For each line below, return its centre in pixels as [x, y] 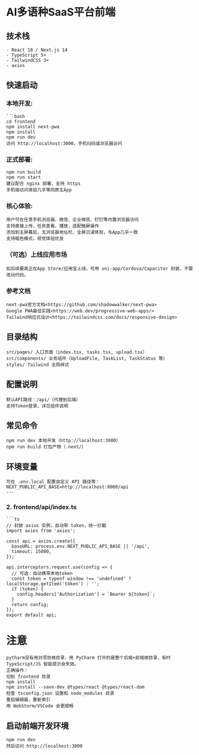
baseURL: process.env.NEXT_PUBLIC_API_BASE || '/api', [81, 546]
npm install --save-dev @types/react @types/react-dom [75, 687]
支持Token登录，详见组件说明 [37, 406]
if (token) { [28, 589]
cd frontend [21, 121]
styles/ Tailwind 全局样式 [38, 365]
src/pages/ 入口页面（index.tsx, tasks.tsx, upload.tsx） [77, 352]
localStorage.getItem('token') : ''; [53, 584]
